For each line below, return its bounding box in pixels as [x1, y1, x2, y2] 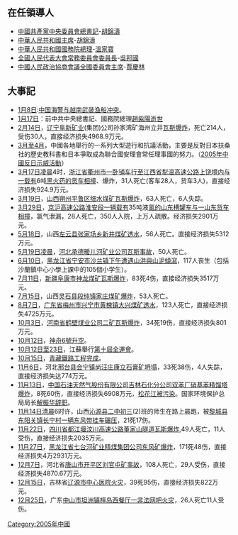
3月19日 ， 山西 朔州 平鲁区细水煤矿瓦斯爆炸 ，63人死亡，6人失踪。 [17, 194, 208, 202]
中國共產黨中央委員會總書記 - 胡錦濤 [17, 27, 120, 35]
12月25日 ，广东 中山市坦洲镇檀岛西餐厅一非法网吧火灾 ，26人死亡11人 [17, 495, 218, 504]
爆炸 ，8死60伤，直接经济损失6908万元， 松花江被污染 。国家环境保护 [17, 389, 219, 397]
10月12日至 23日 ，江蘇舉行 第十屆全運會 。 [17, 345, 138, 353]
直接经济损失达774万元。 [17, 371, 91, 380]
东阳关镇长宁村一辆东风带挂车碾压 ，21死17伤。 [17, 416, 154, 424]
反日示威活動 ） [23, 158, 68, 167]
